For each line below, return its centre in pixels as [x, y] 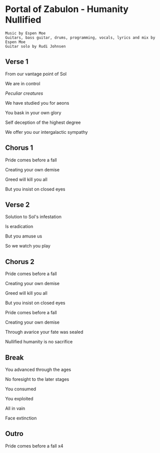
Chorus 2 [20, 262]
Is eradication [19, 226]
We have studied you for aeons [37, 103]
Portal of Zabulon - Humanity [67, 9]
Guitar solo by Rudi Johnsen [35, 46]
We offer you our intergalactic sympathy [46, 132]
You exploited [19, 399]
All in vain [15, 408]
